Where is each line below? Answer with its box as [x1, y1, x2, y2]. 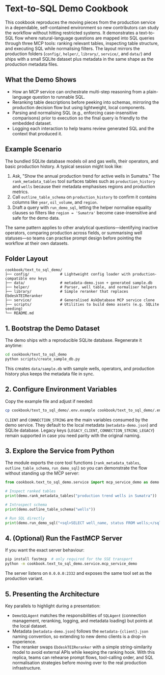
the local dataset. [12, 623, 48, 629]
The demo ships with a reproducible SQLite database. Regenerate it [5, 337, 142, 343]
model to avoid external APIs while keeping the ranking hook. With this [12, 649, 155, 655]
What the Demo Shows [5, 76, 77, 84]
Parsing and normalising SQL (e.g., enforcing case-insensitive [12, 110, 137, 116]
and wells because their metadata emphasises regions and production [12, 183, 156, 189]
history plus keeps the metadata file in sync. [5, 371, 95, 377]
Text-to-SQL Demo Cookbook [5, 3, 129, 14]
